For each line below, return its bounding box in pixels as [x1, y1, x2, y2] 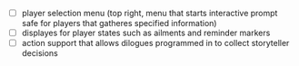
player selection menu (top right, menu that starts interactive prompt [21, 8, 278, 18]
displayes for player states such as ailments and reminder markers [21, 27, 271, 39]
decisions [21, 48, 58, 59]
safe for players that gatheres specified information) [21, 18, 217, 29]
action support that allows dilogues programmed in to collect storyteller [21, 38, 290, 49]
